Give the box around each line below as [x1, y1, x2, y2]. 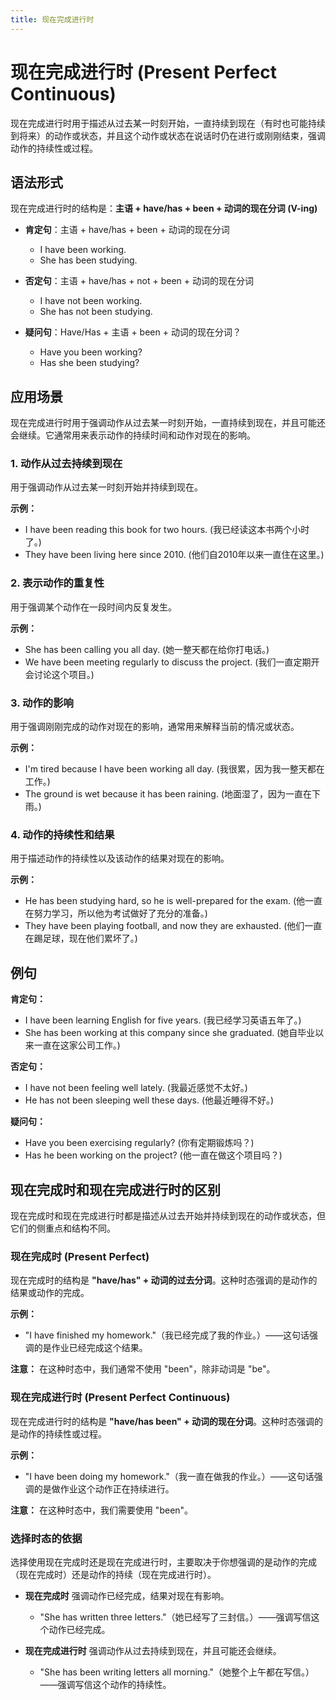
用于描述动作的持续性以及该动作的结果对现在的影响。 [10, 852, 230, 865]
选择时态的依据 [10, 1531, 83, 1545]
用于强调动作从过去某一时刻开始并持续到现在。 [10, 481, 203, 493]
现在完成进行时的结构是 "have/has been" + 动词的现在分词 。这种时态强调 [10, 1415, 315, 1427]
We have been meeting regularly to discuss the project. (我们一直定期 [24, 656, 312, 668]
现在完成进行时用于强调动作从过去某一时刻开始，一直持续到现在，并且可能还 [10, 417, 326, 429]
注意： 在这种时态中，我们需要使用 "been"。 [10, 1504, 194, 1516]
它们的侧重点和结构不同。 [10, 1222, 116, 1234]
